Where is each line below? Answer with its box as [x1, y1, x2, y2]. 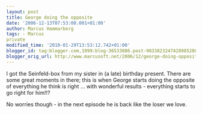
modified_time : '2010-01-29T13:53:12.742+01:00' [6, 43, 130, 49]
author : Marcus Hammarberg [6, 25, 74, 32]
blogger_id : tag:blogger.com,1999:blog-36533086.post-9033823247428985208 [6, 48, 198, 54]
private [6, 37, 26, 43]
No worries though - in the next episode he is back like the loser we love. [6, 100, 188, 108]
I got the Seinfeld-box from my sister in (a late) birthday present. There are [6, 70, 191, 77]
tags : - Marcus [6, 31, 44, 37]
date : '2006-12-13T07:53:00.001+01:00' [6, 20, 106, 26]
